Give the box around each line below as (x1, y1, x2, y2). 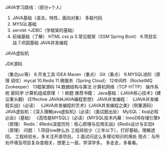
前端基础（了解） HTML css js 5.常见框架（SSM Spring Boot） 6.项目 (12, 34, 153, 39)
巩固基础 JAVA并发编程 (21, 40, 68, 46)
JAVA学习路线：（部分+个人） (5, 4, 65, 10)
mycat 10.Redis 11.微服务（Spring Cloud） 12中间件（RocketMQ (23, 77, 153, 83)
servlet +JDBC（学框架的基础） (12, 27, 77, 33)
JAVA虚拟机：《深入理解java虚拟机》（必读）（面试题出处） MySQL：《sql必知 (5, 109, 159, 114)
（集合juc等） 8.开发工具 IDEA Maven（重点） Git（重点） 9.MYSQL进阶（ (5, 72, 157, 77)
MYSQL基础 (12, 21, 37, 27)
